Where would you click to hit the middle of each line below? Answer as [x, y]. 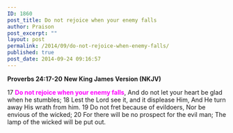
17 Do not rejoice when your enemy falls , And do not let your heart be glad [115, 92]
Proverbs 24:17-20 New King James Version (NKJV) [84, 79]
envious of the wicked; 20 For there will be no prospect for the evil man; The [117, 114]
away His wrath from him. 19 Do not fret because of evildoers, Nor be [107, 107]
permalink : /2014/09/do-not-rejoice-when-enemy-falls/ [88, 46]
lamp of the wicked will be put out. [57, 122]
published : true [31, 53]
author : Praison [31, 26]
